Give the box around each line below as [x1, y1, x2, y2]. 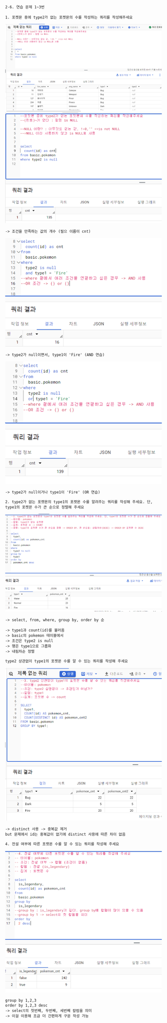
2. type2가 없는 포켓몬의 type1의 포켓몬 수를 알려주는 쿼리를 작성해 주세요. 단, [5, 499, 153, 505]
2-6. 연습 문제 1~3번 [5, 4, 45, 9]
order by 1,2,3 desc [5, 1003, 48, 1008]
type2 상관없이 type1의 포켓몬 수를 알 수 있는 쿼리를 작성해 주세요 [5, 659, 128, 664]
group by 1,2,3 [5, 998, 37, 1003]
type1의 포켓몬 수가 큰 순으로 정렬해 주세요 [5, 505, 84, 510]
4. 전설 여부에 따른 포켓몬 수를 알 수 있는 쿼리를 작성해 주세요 [5, 842, 119, 847]
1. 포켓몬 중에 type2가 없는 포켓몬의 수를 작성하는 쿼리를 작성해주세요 [5, 15, 133, 20]
